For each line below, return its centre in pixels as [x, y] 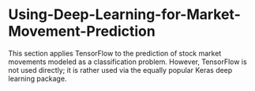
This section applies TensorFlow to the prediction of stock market [115, 53]
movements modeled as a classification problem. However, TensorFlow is [127, 62]
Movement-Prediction [82, 31]
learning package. [37, 78]
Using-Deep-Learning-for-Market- [124, 15]
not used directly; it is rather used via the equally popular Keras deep [120, 70]
